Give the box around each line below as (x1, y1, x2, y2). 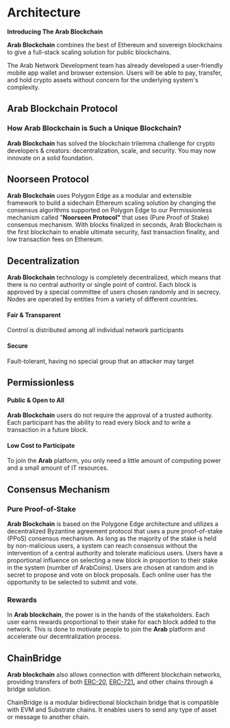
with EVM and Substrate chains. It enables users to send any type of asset (7, 705, 217, 714)
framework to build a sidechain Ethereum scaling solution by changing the (7, 199, 216, 207)
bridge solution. (7, 685, 51, 693)
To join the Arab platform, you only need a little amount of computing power (7, 457, 221, 465)
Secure (7, 342, 29, 350)
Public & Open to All (7, 396, 65, 404)
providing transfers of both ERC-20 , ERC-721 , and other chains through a (7, 678, 214, 686)
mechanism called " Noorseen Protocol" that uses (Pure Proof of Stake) (7, 214, 209, 222)
